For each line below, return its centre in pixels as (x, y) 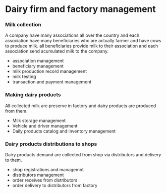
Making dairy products (33, 95)
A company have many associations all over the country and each (72, 35)
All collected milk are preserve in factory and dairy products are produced (81, 106)
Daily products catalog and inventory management (64, 131)
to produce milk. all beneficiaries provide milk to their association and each (82, 46)
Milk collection (23, 25)
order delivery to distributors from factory (55, 186)
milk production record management (50, 71)
